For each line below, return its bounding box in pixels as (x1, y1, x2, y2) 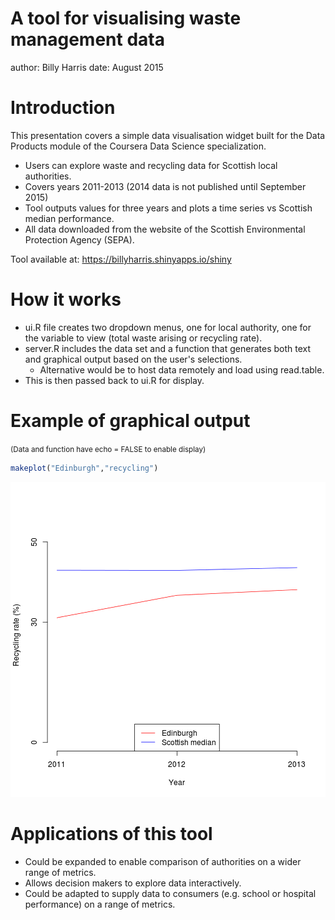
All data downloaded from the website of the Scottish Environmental (24, 223, 306, 235)
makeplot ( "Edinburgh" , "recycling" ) (10, 463, 159, 473)
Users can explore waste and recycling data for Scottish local (24, 159, 278, 171)
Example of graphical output (10, 410, 251, 432)
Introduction (10, 97, 116, 119)
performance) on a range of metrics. (24, 898, 176, 910)
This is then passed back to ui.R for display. (24, 374, 205, 386)
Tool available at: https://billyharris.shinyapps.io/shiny (10, 253, 232, 265)
